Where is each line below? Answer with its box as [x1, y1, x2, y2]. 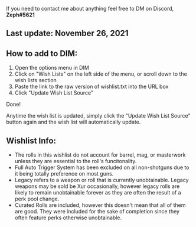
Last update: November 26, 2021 [6, 28, 129, 38]
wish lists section [14, 77, 57, 84]
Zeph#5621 [6, 11, 35, 18]
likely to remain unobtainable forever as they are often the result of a [14, 189, 181, 196]
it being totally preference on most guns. [14, 170, 114, 177]
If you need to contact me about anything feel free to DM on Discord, [6, 5, 174, 12]
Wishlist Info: [6, 135, 56, 145]
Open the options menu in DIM [14, 64, 90, 72]
